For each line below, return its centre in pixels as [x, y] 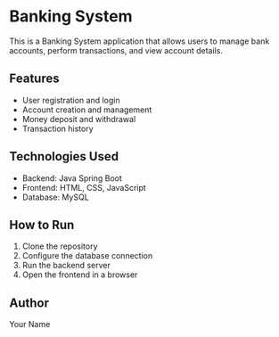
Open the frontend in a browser [80, 275]
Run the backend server [66, 266]
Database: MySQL [55, 197]
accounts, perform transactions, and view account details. [116, 50]
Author [29, 303]
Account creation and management [87, 110]
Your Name [30, 325]
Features [34, 79]
